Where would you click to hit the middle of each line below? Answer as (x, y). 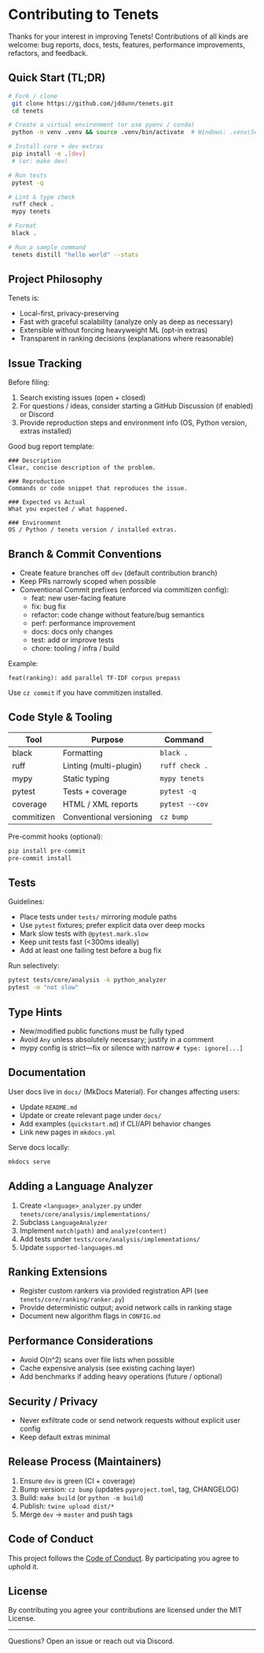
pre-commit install (40, 858)
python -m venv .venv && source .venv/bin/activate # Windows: (119, 132)
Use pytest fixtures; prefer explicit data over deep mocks (112, 925)
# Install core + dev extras (56, 147)
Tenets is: (24, 298)
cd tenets (27, 111)
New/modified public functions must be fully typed (102, 1031)
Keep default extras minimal (65, 1437)
